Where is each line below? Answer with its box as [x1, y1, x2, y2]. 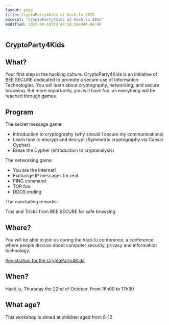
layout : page [5, 7, 33, 13]
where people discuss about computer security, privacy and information [5, 242, 157, 249]
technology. [5, 248, 31, 254]
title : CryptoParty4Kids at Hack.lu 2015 [5, 12, 95, 17]
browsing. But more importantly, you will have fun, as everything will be [5, 88, 156, 94]
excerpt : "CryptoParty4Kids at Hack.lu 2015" [5, 17, 104, 22]
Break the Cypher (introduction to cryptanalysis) [12, 147, 115, 153]
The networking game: [5, 157, 53, 164]
